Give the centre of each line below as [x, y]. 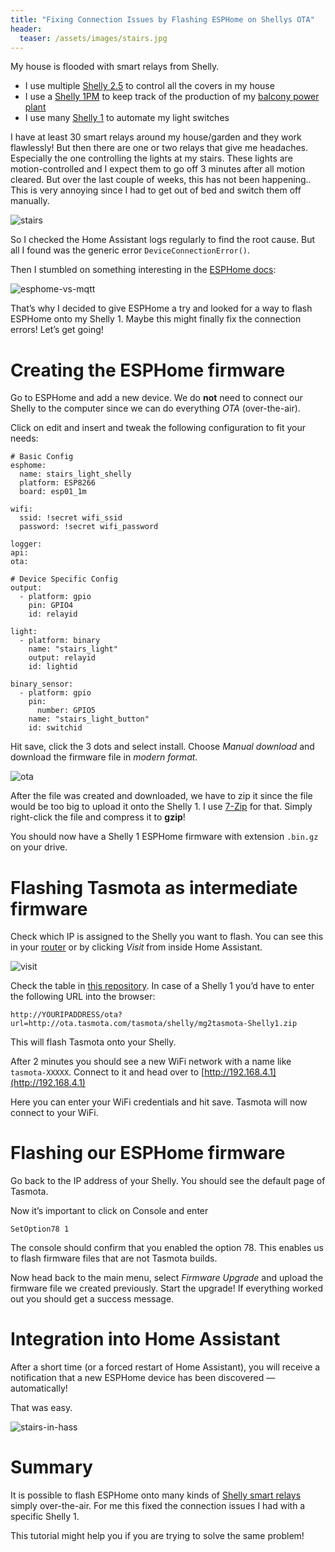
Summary [51, 1467]
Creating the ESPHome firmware [148, 370]
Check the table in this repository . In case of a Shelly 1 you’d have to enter [162, 986]
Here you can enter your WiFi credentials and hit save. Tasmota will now [159, 1102]
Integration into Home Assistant [145, 1339]
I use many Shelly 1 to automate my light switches [127, 118]
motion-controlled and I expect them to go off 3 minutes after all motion [157, 169]
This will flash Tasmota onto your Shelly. [93, 1042]
